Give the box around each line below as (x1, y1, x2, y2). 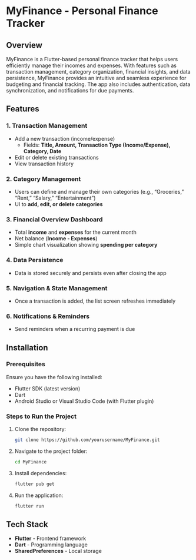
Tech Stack (6, 519, 48, 529)
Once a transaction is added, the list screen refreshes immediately (14, 297, 176, 304)
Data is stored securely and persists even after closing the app (14, 269, 167, 276)
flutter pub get (14, 481, 55, 487)
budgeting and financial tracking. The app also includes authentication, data (6, 81, 191, 88)
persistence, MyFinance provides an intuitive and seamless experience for (6, 75, 187, 81)
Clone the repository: (14, 426, 67, 433)
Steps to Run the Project (6, 412, 77, 420)
